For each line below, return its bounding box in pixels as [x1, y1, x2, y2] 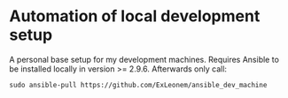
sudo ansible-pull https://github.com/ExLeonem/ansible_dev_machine [9, 80, 268, 89]
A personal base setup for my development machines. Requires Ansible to [9, 54, 279, 64]
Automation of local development [9, 6, 261, 26]
